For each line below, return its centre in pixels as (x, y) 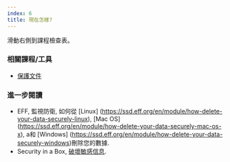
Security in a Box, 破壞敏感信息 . (61, 152)
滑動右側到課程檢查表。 (40, 40)
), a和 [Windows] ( (46, 135)
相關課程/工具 (30, 59)
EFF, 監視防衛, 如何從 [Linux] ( (59, 111)
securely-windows (43, 143)
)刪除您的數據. (89, 143)
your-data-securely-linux (52, 119)
